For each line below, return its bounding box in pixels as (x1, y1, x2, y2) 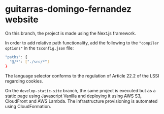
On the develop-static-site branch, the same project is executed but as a (5, 87, 156, 93)
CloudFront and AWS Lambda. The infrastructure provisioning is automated (5, 98, 158, 104)
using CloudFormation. (5, 103, 52, 109)
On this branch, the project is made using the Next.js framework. (5, 30, 136, 36)
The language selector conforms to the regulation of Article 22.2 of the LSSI (5, 73, 159, 78)
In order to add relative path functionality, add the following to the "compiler (5, 39, 159, 45)
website (5, 14, 38, 25)
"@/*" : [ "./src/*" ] (9, 59, 50, 64)
